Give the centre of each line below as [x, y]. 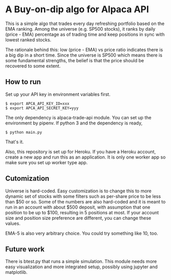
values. [13, 223]
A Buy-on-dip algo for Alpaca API [77, 9]
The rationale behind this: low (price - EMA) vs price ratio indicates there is [84, 49]
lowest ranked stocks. [28, 40]
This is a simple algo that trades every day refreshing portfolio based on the [85, 23]
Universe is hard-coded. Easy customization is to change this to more [78, 191]
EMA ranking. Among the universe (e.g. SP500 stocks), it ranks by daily [80, 29]
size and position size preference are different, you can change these [78, 218]
